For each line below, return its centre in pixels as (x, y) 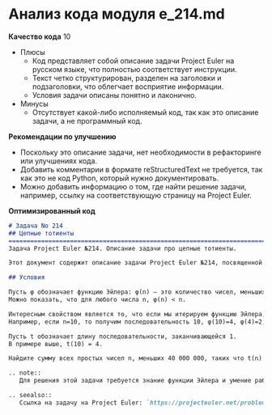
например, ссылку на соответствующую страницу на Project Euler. (136, 195)
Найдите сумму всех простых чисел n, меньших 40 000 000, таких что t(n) (136, 358)
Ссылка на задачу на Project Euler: (81, 402)
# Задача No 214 (36, 226)
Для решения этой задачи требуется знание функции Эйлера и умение (135, 381)
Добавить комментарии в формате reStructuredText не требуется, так (141, 169)
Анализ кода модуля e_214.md (117, 14)
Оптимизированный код (52, 210)
